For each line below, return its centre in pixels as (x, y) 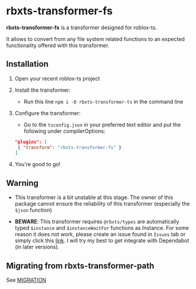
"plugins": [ (31, 142)
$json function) (33, 210)
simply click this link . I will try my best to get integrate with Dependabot (102, 241)
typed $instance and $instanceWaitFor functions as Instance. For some (102, 228)
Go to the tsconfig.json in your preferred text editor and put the (102, 125)
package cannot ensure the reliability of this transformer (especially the (102, 204)
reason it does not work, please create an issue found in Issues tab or (100, 234)
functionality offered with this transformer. (58, 45)
